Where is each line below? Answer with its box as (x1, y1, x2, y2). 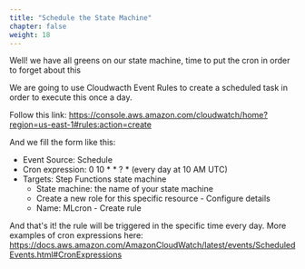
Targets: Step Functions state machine (22, 174, 167, 184)
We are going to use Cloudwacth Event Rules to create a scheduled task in (9, 83, 289, 94)
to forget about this (9, 65, 82, 75)
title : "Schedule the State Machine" (9, 13, 152, 23)
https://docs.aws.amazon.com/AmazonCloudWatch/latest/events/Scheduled (9, 240, 296, 251)
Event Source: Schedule (22, 154, 113, 165)
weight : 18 (9, 30, 51, 39)
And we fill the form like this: (9, 137, 116, 148)
